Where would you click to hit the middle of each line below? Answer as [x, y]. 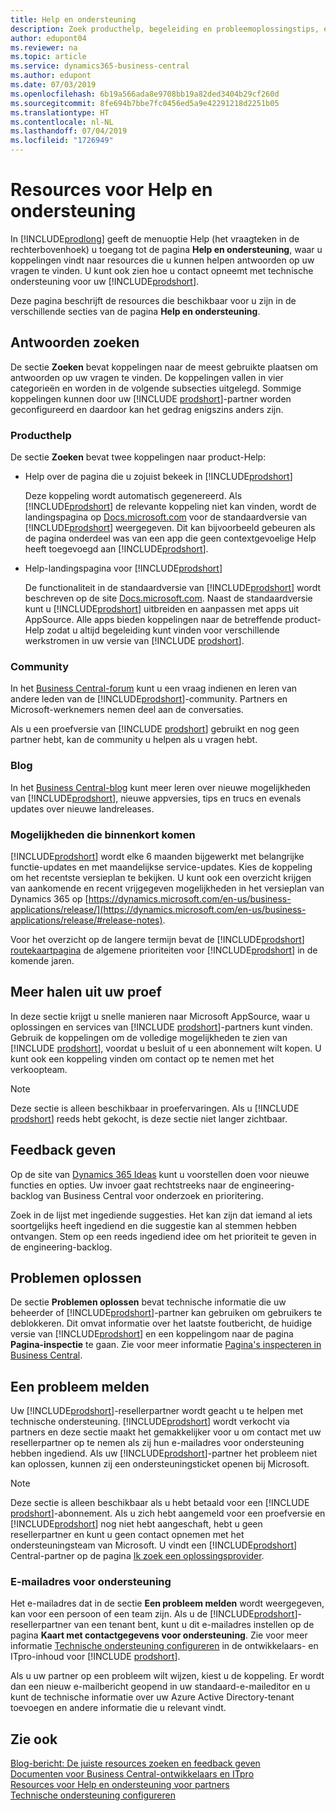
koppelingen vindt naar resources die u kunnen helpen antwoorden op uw [162, 260]
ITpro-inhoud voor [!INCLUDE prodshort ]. [95, 1657]
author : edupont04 [48, 38]
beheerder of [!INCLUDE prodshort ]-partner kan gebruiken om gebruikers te [166, 1313]
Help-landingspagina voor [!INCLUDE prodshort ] [123, 568]
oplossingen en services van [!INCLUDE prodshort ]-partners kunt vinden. [161, 1027]
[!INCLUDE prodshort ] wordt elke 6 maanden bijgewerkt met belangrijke [157, 856]
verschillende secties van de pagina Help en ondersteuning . [135, 311]
